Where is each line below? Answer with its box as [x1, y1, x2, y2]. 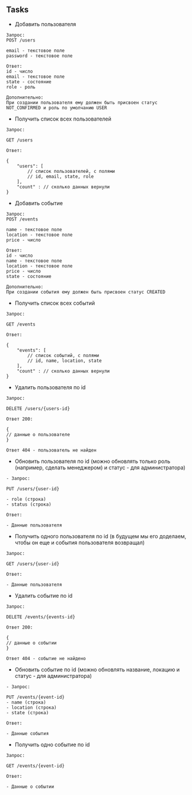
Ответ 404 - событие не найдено [6, 655, 86, 661]
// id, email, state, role [27, 173, 94, 179]
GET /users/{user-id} [6, 561, 60, 567]
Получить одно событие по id [14, 741, 90, 748]
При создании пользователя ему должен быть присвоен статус [6, 99, 158, 106]
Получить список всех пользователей [14, 115, 111, 122]
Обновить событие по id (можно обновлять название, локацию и [14, 665, 180, 673]
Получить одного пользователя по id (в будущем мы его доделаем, [14, 532, 187, 540]
